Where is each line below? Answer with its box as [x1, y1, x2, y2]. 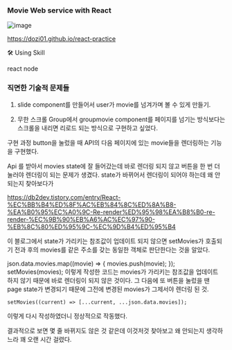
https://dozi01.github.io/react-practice [7, 35, 116, 43]
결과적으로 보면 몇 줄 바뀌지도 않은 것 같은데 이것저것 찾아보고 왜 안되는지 [7, 326, 205, 335]
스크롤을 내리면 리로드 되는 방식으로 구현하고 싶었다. [17, 123, 158, 132]
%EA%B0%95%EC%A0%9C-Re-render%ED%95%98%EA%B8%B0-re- [7, 207, 216, 216]
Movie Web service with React [7, 6, 112, 15]
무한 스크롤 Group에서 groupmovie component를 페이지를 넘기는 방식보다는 [17, 115, 226, 123]
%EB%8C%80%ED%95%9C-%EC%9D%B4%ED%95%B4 [7, 222, 177, 231]
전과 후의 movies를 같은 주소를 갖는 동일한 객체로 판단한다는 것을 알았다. [14, 245, 211, 254]
